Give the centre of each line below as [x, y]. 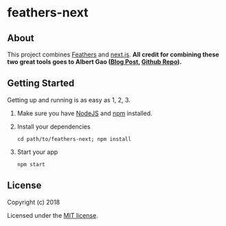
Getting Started [41, 83]
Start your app [37, 152]
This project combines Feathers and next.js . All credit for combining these [113, 54]
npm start [31, 164]
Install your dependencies [54, 126]
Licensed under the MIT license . [53, 215]
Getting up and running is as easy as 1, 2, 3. [69, 100]
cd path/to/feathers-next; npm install [74, 139]
